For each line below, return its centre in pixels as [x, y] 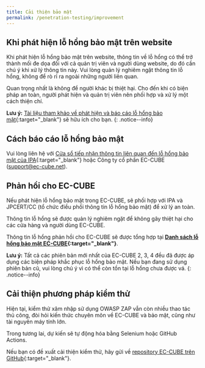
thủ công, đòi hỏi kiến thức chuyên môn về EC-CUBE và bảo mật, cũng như [101, 315]
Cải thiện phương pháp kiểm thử [68, 294]
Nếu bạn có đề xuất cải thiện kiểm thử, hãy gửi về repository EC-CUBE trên [101, 352]
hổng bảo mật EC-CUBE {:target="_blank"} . [62, 243]
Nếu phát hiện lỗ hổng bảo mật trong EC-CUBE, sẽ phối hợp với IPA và [95, 200]
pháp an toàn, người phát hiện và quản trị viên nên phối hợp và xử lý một [97, 95]
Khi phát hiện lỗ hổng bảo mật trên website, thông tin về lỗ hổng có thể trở [100, 57]
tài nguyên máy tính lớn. [37, 322]
